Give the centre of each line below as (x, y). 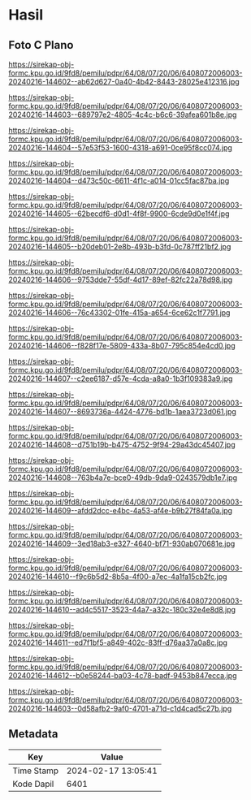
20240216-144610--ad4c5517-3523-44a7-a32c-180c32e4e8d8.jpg (122, 610)
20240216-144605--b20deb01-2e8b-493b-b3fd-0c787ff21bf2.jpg (120, 246)
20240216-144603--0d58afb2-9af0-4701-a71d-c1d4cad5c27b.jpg (120, 709)
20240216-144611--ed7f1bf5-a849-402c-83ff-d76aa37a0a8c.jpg (118, 642)
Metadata (33, 734)
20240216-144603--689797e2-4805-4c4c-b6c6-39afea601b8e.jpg (123, 115)
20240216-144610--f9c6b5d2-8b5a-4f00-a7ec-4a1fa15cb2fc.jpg (118, 577)
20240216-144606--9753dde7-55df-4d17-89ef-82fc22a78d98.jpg (121, 279)
